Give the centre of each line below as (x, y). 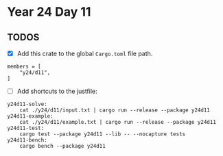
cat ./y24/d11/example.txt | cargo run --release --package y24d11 (118, 122)
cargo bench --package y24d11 (63, 146)
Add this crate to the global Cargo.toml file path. (85, 53)
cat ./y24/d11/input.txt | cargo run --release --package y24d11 (115, 110)
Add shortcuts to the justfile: (57, 91)
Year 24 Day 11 (49, 12)
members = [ (24, 67)
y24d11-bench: (27, 140)
